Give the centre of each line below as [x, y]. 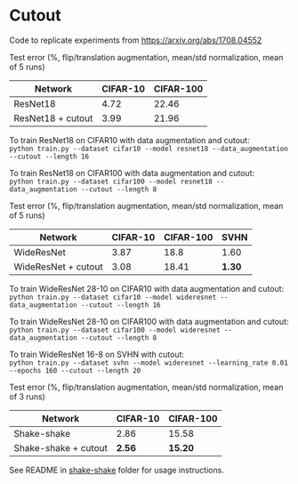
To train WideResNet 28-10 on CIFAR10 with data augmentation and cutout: [147, 288]
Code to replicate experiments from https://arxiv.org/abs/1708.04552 [136, 40]
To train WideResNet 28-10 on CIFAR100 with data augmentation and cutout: [149, 321]
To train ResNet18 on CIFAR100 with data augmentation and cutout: [132, 173]
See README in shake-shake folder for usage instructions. [117, 470]
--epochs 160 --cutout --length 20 [75, 370]
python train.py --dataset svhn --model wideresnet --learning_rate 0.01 [149, 363]
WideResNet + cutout [59, 266]
